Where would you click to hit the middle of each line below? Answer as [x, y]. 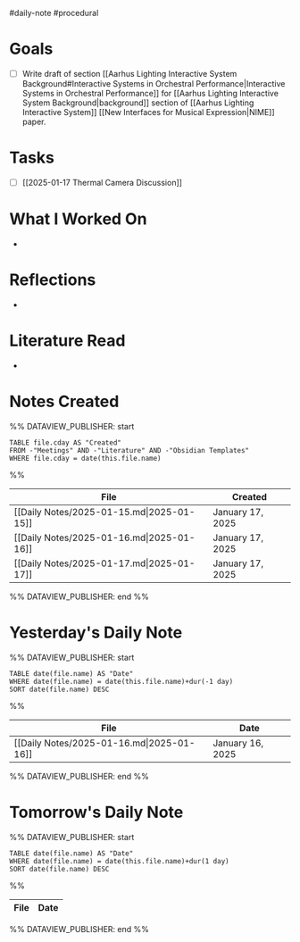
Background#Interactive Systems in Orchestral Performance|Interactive [154, 83]
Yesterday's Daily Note [96, 632]
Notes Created [64, 402]
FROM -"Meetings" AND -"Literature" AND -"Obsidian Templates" [129, 450]
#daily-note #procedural [54, 13]
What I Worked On [78, 219]
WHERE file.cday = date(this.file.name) [86, 458]
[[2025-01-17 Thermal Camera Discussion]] [102, 182]
